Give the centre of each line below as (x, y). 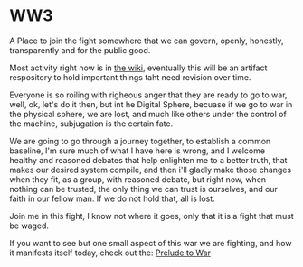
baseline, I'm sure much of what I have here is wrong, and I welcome (137, 151)
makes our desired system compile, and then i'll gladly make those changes (151, 170)
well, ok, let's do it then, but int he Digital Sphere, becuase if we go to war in (151, 104)
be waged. (29, 226)
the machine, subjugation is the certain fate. (91, 124)
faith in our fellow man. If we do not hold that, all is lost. (112, 198)
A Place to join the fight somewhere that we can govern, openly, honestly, (147, 41)
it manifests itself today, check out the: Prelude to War (110, 253)
